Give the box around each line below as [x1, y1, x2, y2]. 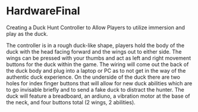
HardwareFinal [6, 4, 80, 18]
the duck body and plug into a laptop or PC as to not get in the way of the [6, 67, 186, 74]
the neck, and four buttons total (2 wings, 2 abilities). [6, 98, 136, 105]
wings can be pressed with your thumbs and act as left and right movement [6, 54, 191, 61]
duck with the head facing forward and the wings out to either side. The [6, 48, 182, 55]
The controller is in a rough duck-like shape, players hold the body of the [6, 42, 185, 49]
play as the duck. [6, 30, 49, 37]
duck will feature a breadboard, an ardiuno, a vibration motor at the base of [6, 92, 190, 99]
